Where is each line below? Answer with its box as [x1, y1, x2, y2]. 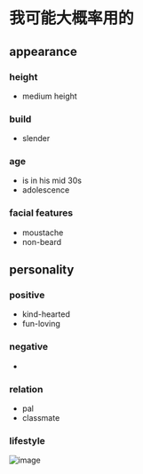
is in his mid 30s [21, 175, 83, 186]
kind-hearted [21, 309, 71, 320]
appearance [9, 43, 77, 59]
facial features [9, 207, 74, 219]
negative [9, 341, 49, 353]
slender [21, 133, 51, 144]
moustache [21, 227, 64, 238]
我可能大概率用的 [9, 8, 135, 28]
